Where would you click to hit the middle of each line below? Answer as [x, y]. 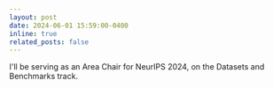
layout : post [33, 17]
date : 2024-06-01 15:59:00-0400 [69, 26]
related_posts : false [49, 42]
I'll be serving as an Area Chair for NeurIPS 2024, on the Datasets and [137, 67]
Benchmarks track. [43, 77]
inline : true [33, 33]
